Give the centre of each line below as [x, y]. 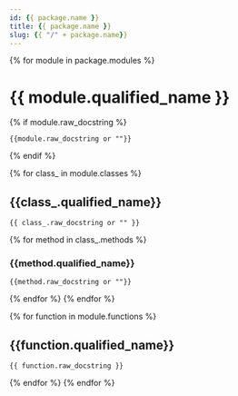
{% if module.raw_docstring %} [68, 123]
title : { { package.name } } [60, 26]
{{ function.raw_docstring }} [67, 366]
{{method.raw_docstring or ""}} [70, 282]
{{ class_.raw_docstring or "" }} [75, 223]
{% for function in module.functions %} [83, 317]
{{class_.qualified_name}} [85, 202]
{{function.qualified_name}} [92, 345]
